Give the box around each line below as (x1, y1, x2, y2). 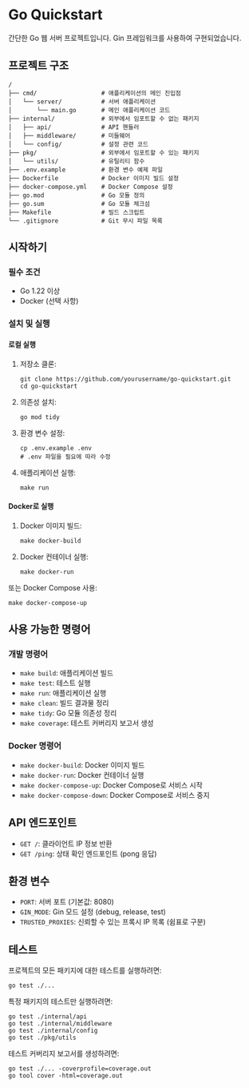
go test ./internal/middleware (8, 1020, 113, 1028)
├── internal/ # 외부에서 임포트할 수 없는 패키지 (8, 115, 200, 123)
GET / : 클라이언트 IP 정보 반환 (19, 839, 113, 848)
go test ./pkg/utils (8, 1034, 77, 1042)
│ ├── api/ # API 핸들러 (8, 123, 140, 131)
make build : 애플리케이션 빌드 (19, 668, 114, 678)
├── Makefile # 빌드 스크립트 (8, 208, 145, 216)
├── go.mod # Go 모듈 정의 (8, 191, 145, 199)
